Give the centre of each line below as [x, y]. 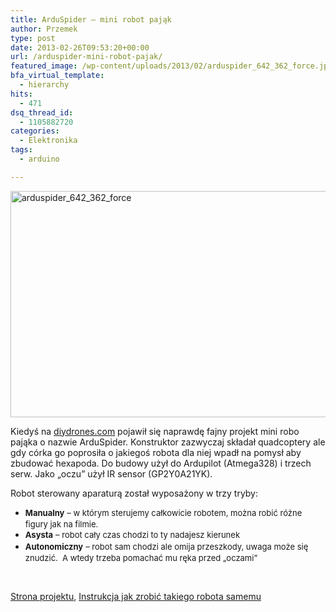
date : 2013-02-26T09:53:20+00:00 [80, 47]
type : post [33, 38]
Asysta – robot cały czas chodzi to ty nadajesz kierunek [132, 534]
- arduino [39, 159]
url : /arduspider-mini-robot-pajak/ [86, 57]
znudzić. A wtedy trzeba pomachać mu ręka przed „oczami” [141, 557]
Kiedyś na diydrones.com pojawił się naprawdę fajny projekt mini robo [155, 431]
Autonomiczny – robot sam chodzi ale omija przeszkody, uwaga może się [166, 546]
